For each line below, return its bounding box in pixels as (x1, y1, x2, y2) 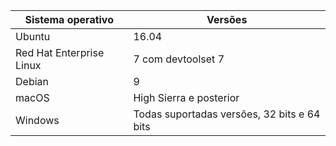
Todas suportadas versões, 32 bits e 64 (133, 107, 321, 121)
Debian (15, 75, 49, 88)
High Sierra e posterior (133, 91, 240, 104)
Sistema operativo (24, 13, 114, 26)
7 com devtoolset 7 (133, 52, 225, 66)
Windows (15, 114, 60, 127)
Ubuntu (15, 30, 51, 43)
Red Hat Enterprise (15, 46, 105, 59)
